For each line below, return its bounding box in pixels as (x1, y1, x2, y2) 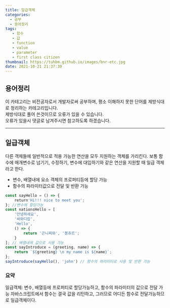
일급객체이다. (10, 297, 37, 303)
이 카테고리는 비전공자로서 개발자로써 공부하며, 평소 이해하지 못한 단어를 (5, 98, 147, 105)
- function (12, 41, 35, 46)
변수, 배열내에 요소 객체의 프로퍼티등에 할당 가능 (12, 176, 107, 183)
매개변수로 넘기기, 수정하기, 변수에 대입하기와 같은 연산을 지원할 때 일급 (14, 159, 155, 165)
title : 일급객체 (5, 7, 35, 13)
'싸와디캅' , (14, 217, 35, 222)
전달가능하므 (140, 291, 165, 297)
